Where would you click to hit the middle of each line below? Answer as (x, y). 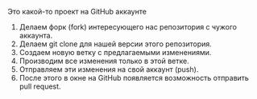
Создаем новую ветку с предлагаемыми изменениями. (115, 52)
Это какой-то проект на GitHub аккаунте (77, 12)
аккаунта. (36, 36)
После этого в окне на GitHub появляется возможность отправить (134, 78)
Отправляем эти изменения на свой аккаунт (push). (109, 69)
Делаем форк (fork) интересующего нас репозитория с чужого (128, 27)
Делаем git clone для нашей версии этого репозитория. (116, 44)
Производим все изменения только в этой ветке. (104, 61)
